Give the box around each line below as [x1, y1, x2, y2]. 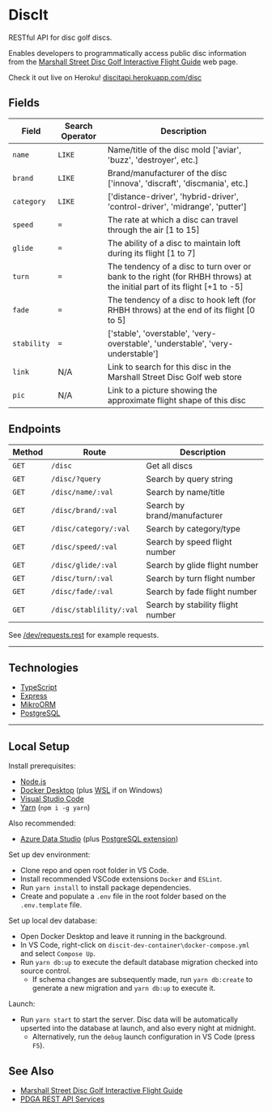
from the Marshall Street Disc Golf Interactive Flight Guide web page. [8, 57, 239, 67]
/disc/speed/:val [51, 542, 118, 551]
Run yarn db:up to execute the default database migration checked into [19, 958, 258, 967]
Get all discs [146, 460, 193, 472]
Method [12, 446, 44, 458]
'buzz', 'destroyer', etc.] [107, 154, 198, 166]
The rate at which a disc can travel [107, 213, 239, 225]
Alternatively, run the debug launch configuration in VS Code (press [32, 1032, 255, 1042]
